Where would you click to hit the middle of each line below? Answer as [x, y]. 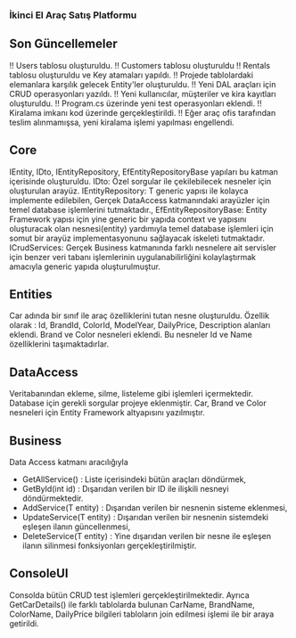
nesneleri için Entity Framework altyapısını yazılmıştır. [107, 413]
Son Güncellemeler [63, 44]
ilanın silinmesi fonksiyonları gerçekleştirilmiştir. [109, 545]
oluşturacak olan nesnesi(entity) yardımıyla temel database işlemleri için [141, 228]
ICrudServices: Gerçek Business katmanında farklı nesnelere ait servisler [143, 247]
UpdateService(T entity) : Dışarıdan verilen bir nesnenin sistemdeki [145, 517]
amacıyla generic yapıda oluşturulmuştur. [85, 266]
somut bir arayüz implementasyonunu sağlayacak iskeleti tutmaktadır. [137, 238]
